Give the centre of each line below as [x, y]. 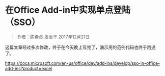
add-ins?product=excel [29, 68]
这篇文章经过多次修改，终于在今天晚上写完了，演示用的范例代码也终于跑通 [80, 47]
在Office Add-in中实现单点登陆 [68, 10]
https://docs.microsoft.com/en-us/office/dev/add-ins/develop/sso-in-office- [82, 63]
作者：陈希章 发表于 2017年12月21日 [53, 37]
